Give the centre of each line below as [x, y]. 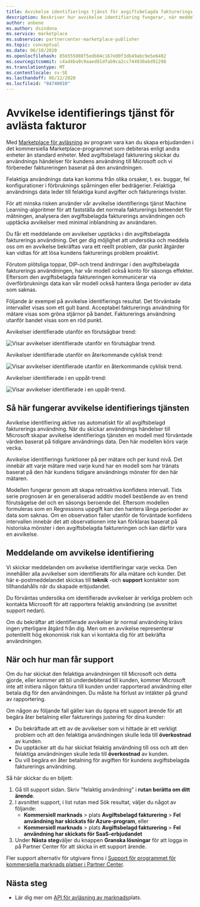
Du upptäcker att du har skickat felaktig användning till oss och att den [101, 747]
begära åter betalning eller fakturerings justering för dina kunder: [86, 717]
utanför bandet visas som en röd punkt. [54, 320]
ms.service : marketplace [37, 34]
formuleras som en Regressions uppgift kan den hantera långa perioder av [97, 509]
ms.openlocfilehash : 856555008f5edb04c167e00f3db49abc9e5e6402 [86, 56]
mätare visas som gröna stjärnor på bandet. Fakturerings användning [91, 314]
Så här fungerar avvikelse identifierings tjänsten [98, 408]
